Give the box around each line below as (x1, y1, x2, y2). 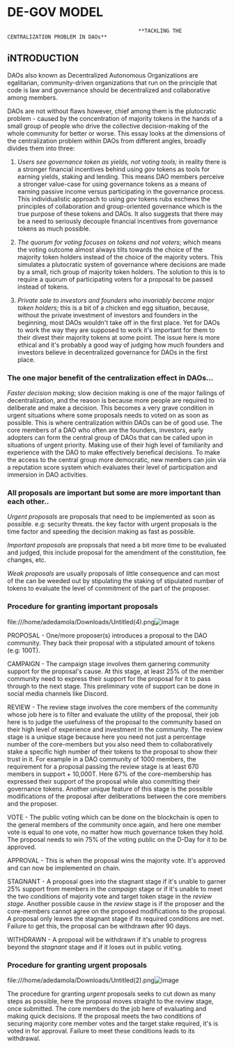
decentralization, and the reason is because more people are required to (7, 396, 214, 405)
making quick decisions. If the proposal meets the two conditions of (7, 1012, 202, 1020)
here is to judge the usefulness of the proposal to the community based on (7, 717, 221, 726)
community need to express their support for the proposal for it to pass (7, 674, 211, 682)
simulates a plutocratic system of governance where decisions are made (17, 260, 226, 268)
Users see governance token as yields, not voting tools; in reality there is (17, 157, 227, 166)
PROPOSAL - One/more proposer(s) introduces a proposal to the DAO (7, 631, 208, 640)
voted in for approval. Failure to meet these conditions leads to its (7, 1026, 195, 1035)
